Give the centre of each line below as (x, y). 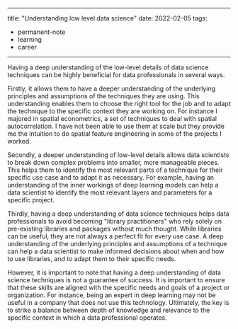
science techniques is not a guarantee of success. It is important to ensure (116, 280)
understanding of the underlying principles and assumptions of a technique (117, 244)
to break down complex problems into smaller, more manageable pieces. (113, 162)
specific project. (31, 200)
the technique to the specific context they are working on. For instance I (112, 111)
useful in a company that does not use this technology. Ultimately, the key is (118, 302)
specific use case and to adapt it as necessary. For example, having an (111, 177)
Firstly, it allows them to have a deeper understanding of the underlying (112, 88)
